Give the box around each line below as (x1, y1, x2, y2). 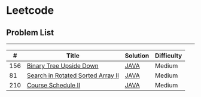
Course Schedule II (26, 81, 81, 89)
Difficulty (154, 51, 182, 60)
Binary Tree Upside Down (26, 62, 99, 69)
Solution (124, 51, 150, 60)
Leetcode (6, 4, 54, 17)
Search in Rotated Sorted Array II (26, 71, 120, 80)
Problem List (6, 28, 54, 38)
